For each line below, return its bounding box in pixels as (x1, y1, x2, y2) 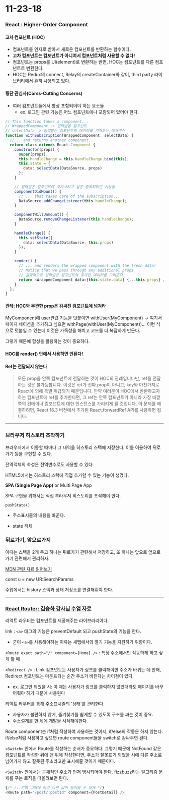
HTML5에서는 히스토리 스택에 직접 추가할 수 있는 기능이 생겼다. (5, 472, 129, 478)
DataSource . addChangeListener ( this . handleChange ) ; (18, 198, 127, 203)
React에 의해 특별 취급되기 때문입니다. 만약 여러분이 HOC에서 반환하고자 (17, 388, 160, 394)
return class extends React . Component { (10, 142, 96, 147)
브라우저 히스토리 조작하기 (5, 432, 65, 439)
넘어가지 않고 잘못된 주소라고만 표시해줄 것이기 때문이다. (5, 758, 116, 764)
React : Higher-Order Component (5, 21, 88, 28)
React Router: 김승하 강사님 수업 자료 (5, 605, 92, 612)
